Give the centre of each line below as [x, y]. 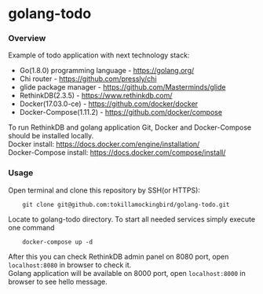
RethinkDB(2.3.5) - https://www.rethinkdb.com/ [96, 96]
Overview [27, 39]
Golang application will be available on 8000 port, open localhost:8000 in [127, 273]
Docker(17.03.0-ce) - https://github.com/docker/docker [109, 104]
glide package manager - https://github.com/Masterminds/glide [122, 87]
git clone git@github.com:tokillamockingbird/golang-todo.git [126, 204]
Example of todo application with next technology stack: [99, 55]
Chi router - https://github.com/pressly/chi [88, 79]
